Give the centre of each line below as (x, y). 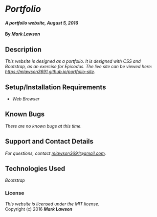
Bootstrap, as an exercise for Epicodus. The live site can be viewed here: (79, 67)
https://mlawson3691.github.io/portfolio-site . (50, 72)
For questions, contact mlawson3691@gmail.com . (56, 153)
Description (23, 49)
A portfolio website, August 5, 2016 (42, 23)
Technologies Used (35, 169)
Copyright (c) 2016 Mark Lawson (39, 209)
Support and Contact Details (49, 141)
